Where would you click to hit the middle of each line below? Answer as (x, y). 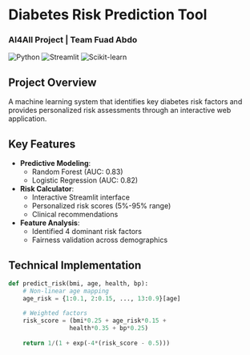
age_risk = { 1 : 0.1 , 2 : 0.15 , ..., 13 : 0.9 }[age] (102, 298)
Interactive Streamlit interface (81, 197)
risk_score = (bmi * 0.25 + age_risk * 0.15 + (95, 321)
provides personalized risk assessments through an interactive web (120, 111)
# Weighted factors (55, 313)
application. (28, 119)
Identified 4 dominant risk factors (87, 232)
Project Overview (52, 82)
